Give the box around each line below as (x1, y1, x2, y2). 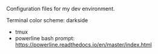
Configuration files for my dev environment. (6, 5, 115, 12)
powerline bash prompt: (15, 35, 75, 41)
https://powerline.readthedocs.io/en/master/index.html (15, 41, 153, 48)
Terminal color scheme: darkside (6, 17, 88, 23)
